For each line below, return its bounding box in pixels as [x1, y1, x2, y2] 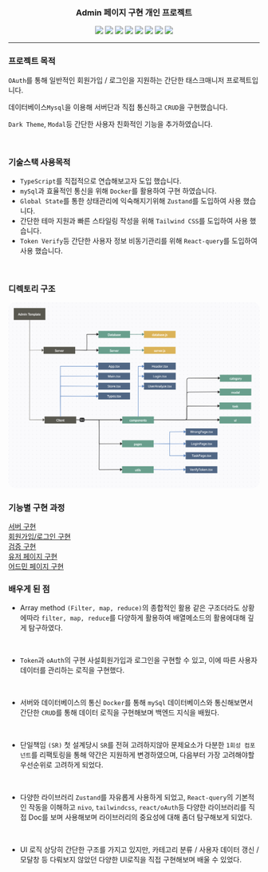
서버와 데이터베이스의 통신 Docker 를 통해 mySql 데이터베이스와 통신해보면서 [19, 698, 254, 708]
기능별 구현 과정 [8, 502, 65, 513]
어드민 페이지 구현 [8, 562, 64, 571]
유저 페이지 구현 [8, 552, 58, 562]
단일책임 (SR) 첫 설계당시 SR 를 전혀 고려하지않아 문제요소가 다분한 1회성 [19, 740, 242, 750]
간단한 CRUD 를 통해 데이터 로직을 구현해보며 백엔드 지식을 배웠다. [19, 708, 219, 717]
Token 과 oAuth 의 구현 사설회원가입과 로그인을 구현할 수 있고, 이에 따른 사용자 [19, 656, 258, 665]
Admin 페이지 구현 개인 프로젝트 [75, 6, 193, 18]
